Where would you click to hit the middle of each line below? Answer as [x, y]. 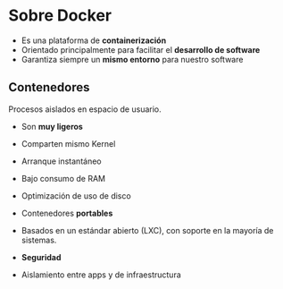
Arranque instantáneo [61, 161]
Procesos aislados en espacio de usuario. [85, 109]
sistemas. [39, 240]
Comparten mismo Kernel [68, 143]
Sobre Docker [60, 16]
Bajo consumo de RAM [63, 178]
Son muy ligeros [52, 126]
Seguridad [41, 257]
